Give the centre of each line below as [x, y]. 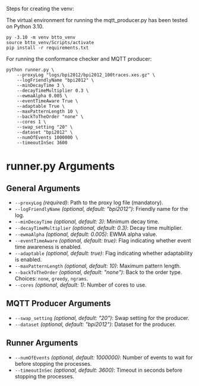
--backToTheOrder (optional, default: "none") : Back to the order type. [98, 272]
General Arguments [43, 188]
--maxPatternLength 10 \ [48, 111]
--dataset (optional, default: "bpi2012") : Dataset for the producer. [95, 324]
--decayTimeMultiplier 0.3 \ [53, 91]
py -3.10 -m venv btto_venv [41, 38]
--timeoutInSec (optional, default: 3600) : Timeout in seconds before [98, 370]
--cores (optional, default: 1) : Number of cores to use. [80, 285]
